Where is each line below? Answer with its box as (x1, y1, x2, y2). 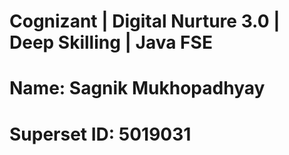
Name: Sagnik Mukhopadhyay (9, 77, 266, 100)
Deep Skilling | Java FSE (9, 31, 213, 54)
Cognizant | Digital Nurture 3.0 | (9, 10, 281, 33)
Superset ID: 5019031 (9, 123, 192, 145)
